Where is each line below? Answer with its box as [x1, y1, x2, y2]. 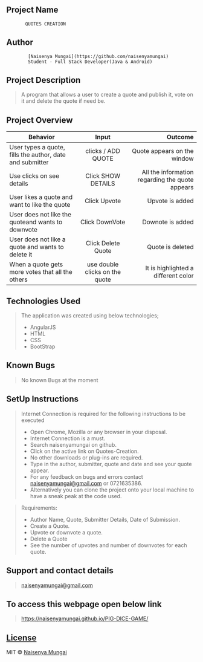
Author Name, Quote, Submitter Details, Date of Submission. [30, 516, 180, 523]
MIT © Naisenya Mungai [6, 649, 68, 656]
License [6, 632, 37, 643]
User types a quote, [9, 143, 65, 152]
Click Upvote [84, 196, 121, 205]
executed [21, 417, 45, 424]
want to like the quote [9, 201, 71, 209]
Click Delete [85, 239, 120, 247]
